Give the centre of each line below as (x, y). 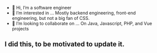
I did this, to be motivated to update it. (65, 44)
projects (20, 29)
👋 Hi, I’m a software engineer (42, 8)
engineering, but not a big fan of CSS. (51, 18)
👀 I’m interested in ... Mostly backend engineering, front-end (74, 13)
